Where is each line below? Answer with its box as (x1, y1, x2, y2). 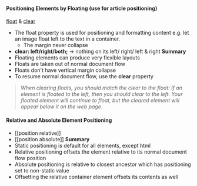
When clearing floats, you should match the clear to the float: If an (20, 84, 182, 91)
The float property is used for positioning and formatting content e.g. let (14, 29, 189, 36)
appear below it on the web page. (20, 103, 103, 110)
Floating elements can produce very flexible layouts (14, 54, 140, 61)
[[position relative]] (14, 129, 61, 137)
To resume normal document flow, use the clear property (14, 73, 154, 80)
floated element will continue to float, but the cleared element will (20, 97, 180, 104)
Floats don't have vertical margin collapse (14, 67, 116, 74)
